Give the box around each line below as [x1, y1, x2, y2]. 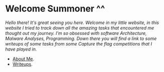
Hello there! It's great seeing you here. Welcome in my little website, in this [5, 19, 159, 25]
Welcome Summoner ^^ [5, 3, 105, 14]
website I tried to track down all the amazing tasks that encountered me [5, 24, 154, 30]
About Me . [12, 55, 35, 61]
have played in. [5, 46, 37, 52]
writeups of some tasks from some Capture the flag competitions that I [5, 40, 152, 46]
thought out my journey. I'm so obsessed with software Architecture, [5, 30, 147, 36]
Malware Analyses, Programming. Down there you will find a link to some [5, 35, 157, 41]
